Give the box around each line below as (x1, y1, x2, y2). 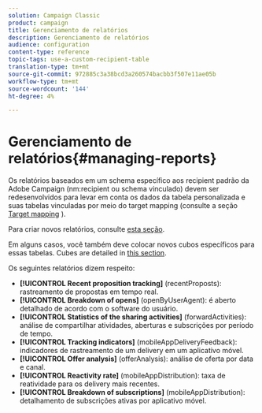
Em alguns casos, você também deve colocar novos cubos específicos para (8, 240, 255, 249)
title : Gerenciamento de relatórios (8, 26, 128, 34)
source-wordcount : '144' (8, 84, 90, 93)
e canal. (19, 363, 46, 372)
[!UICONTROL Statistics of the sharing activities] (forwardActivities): (19, 312, 246, 322)
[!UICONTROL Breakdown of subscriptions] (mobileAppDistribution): (19, 388, 245, 397)
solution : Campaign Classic (8, 11, 101, 20)
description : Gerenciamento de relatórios (8, 33, 149, 42)
